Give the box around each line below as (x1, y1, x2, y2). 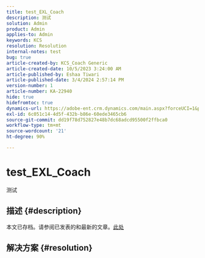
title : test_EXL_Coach (6, 9, 64, 15)
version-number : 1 (6, 83, 53, 89)
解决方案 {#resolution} (6, 243, 93, 253)
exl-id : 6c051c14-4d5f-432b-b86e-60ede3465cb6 (6, 111, 127, 117)
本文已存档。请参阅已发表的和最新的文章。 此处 (6, 223, 124, 231)
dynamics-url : (6, 105, 43, 112)
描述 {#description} (6, 206, 82, 217)
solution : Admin (6, 20, 48, 26)
